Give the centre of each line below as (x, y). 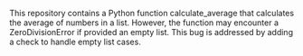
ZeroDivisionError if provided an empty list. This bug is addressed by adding (151, 32)
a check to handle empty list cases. (76, 42)
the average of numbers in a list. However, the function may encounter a (144, 23)
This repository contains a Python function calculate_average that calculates (152, 13)
